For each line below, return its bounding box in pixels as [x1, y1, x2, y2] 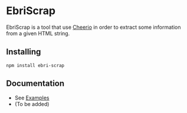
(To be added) [14, 100, 50, 107]
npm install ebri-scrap [6, 62, 65, 68]
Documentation [6, 78, 65, 89]
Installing [6, 47, 41, 57]
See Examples [14, 94, 50, 101]
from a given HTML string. [6, 29, 70, 36]
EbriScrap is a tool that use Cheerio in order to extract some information [6, 24, 181, 31]
